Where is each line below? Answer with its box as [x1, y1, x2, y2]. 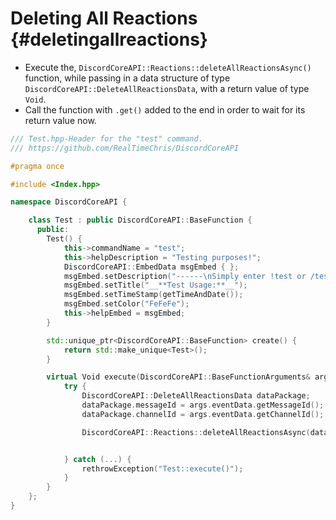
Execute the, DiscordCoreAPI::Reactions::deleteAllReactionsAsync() [24, 61, 312, 73]
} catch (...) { [63, 454, 132, 464]
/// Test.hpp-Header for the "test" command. [10, 133, 203, 144]
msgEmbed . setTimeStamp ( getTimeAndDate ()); [63, 290, 244, 300]
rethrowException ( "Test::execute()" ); [81, 463, 244, 474]
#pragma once [10, 161, 65, 171]
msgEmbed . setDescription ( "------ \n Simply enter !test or [63, 271, 307, 281]
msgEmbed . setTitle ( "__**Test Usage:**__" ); [63, 280, 248, 291]
